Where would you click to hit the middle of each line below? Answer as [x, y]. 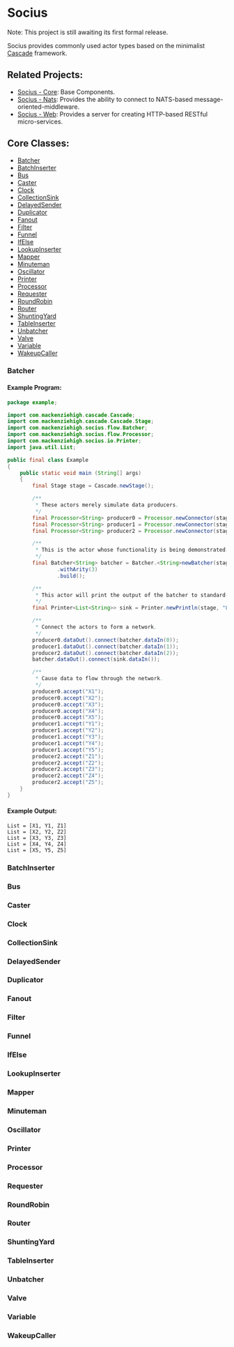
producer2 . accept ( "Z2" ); [68, 763]
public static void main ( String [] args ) [80, 473]
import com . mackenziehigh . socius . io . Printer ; [74, 441]
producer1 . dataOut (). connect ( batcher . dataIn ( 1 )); [106, 647]
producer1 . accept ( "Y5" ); [68, 750]
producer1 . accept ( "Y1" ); [68, 724]
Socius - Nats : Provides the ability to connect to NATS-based [105, 99]
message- [209, 99]
